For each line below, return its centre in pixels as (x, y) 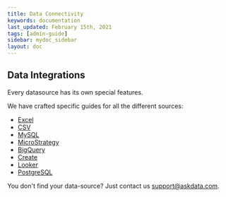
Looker (28, 165)
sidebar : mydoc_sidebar (42, 40)
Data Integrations (47, 75)
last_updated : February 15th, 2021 (60, 27)
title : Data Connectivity (45, 14)
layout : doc (25, 47)
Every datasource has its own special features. (75, 92)
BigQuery (31, 150)
